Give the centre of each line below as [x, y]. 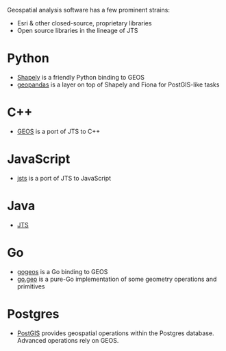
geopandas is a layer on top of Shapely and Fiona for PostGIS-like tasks [118, 84]
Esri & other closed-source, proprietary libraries [84, 23]
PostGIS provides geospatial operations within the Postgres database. [115, 333]
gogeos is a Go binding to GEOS [62, 271]
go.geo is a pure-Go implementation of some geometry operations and [117, 279]
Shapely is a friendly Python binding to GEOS [81, 77]
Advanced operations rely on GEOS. [68, 340]
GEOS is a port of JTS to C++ [59, 131]
